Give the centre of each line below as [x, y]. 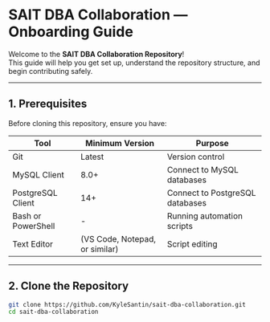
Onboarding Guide [71, 32]
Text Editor [33, 244]
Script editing [192, 244]
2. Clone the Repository [69, 286]
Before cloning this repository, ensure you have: [88, 123]
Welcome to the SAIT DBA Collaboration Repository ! [96, 54]
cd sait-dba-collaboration [53, 312]
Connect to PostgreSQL [211, 193]
